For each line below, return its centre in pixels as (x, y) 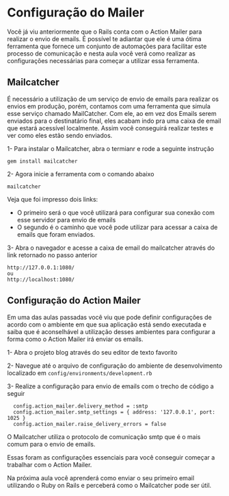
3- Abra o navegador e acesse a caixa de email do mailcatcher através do (111, 248)
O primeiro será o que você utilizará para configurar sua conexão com (116, 212)
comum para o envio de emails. (51, 444)
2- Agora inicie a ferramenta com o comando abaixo (81, 174)
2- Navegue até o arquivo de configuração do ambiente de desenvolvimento (115, 366)
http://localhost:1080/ (41, 279)
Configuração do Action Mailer (74, 301)
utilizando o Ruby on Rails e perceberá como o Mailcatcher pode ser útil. (109, 485)
